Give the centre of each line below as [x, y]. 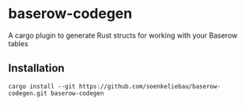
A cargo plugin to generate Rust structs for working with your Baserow [123, 35]
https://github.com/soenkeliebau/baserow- [150, 86]
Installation [36, 69]
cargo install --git [42, 86]
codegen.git [28, 93]
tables [19, 43]
